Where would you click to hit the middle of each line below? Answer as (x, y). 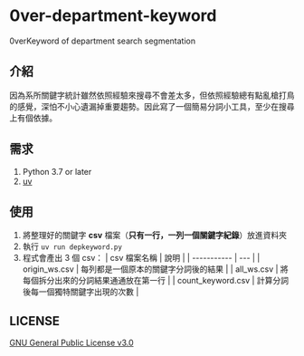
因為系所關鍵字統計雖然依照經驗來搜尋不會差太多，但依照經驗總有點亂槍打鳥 (152, 95)
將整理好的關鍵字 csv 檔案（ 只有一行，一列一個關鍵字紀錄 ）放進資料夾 (155, 236)
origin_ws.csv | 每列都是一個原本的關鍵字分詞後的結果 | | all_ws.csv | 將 (156, 269)
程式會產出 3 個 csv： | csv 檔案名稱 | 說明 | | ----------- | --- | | (141, 258)
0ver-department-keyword (113, 16)
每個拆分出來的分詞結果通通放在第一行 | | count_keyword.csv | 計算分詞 (156, 281)
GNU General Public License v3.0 (71, 343)
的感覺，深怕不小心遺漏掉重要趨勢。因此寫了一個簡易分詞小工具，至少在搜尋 (152, 106)
